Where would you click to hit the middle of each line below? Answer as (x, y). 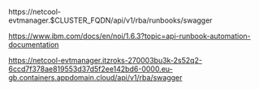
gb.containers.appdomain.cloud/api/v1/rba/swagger (95, 77)
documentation (34, 45)
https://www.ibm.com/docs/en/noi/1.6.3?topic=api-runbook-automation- (130, 36)
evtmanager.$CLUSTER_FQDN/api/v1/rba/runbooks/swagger (110, 20)
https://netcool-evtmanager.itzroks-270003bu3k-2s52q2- (106, 60)
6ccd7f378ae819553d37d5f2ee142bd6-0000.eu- (91, 69)
